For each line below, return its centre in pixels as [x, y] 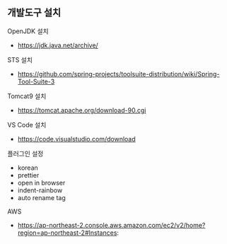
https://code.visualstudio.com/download [76, 139]
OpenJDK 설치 [28, 31]
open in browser [41, 182]
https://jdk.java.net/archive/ [58, 45]
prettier [28, 175]
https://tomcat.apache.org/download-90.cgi [82, 110]
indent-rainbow [40, 190]
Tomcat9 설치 [27, 96]
